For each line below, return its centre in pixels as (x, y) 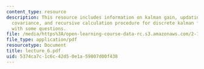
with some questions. (39, 28)
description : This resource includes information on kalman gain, (92, 17)
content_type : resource (36, 12)
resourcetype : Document (36, 46)
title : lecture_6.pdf (34, 51)
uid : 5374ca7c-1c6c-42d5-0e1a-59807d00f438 (62, 56)
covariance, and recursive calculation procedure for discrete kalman (103, 23)
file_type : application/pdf (42, 40)
